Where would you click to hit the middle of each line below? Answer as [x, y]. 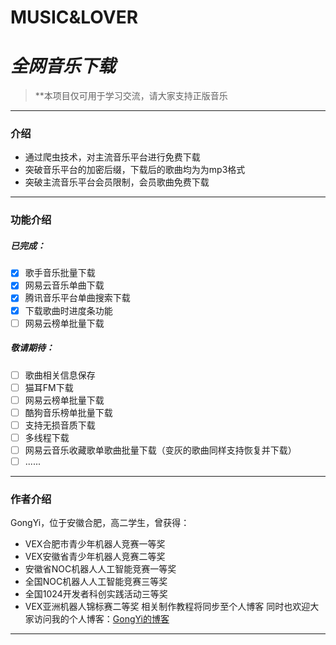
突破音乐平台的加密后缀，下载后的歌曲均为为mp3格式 [135, 170]
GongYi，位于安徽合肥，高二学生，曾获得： [100, 523]
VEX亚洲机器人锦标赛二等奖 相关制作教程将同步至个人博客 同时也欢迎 [167, 607]
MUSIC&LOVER [74, 17]
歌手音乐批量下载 [60, 273]
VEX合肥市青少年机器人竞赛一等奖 [95, 544]
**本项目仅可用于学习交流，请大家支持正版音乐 [131, 96]
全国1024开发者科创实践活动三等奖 [96, 594]
